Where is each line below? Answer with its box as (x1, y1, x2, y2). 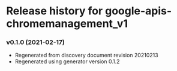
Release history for (6, 4, 103, 18)
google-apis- (104, 4, 172, 18)
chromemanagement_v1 (6, 17, 128, 30)
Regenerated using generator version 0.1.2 (14, 58, 120, 65)
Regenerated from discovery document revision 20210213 (14, 52, 158, 59)
